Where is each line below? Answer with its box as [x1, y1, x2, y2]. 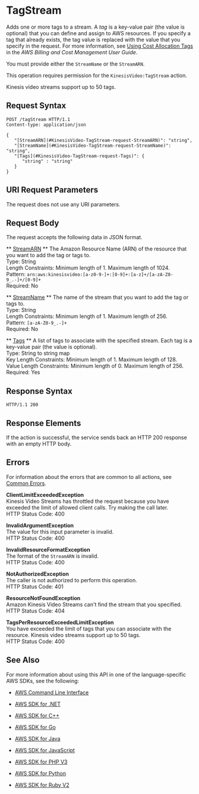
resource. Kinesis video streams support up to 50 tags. [6, 631, 141, 638]
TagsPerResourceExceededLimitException [6, 619, 114, 626]
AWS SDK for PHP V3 [14, 758, 68, 765]
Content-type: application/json [6, 122, 86, 128]
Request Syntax [6, 101, 67, 111]
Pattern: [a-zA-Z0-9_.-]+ [6, 319, 67, 326]
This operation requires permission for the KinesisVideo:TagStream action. [6, 72, 187, 79]
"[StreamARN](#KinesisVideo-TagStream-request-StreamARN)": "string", [14, 137, 193, 143]
